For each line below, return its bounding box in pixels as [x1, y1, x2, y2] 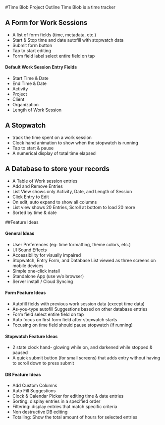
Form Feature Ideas [5, 290, 46, 296]
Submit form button [12, 42, 53, 48]
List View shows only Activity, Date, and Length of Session [12, 188, 132, 194]
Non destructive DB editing [12, 409, 68, 415]
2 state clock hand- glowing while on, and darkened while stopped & [12, 345, 153, 351]
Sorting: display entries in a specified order [12, 398, 101, 404]
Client [12, 96, 25, 102]
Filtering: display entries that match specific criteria [12, 404, 117, 410]
